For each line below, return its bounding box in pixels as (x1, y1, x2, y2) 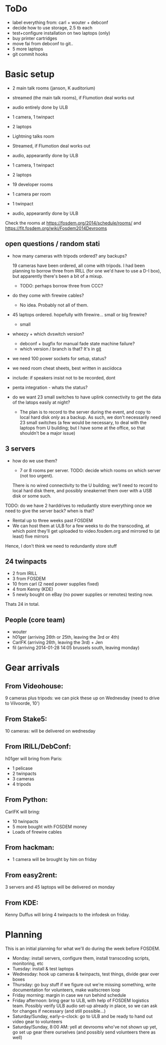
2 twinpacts (12, 770, 37, 776)
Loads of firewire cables (12, 829, 62, 835)
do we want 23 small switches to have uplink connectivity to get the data (12, 394, 161, 400)
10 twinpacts (12, 818, 39, 824)
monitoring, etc (12, 960, 44, 966)
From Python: (5, 795, 48, 804)
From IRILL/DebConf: (5, 742, 71, 751)
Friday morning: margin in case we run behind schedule (12, 992, 126, 998)
